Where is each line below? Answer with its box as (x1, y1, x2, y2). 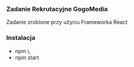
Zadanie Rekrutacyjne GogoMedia (6, 5, 108, 13)
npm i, (14, 47, 31, 54)
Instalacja (6, 34, 35, 42)
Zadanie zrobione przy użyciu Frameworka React (6, 19, 128, 26)
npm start (14, 54, 39, 61)
